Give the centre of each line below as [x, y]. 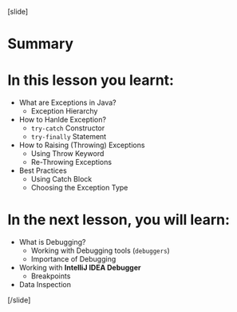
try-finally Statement [69, 137]
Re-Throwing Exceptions [71, 162]
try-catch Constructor [68, 128]
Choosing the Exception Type [79, 188]
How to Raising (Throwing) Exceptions [82, 145]
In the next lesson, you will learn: [119, 220]
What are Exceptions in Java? [67, 102]
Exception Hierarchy [64, 111]
